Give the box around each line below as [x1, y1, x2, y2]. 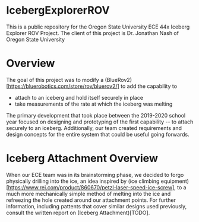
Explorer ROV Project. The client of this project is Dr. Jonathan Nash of [6, 29, 179, 36]
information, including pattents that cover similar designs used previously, [6, 202, 187, 210]
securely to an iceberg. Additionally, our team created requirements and [6, 124, 182, 131]
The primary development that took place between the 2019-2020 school [6, 112, 186, 119]
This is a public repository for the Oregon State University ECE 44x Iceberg [6, 23, 190, 30]
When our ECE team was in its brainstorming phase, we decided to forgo [6, 171, 184, 178]
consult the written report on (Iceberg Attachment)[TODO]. [6, 209, 150, 216]
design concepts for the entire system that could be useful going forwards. [6, 131, 189, 138]
